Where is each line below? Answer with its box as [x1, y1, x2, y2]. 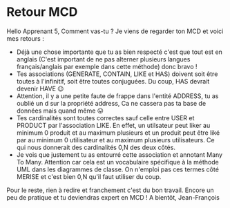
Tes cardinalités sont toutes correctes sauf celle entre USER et [16, 113, 195, 122]
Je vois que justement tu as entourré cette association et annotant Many [16, 150, 222, 159]
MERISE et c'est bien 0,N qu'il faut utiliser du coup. [16, 172, 162, 180]
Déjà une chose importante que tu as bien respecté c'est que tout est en [16, 48, 222, 56]
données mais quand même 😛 [16, 106, 104, 115]
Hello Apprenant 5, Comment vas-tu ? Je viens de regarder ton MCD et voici [6, 27, 224, 35]
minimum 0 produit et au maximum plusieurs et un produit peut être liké [16, 129, 220, 137]
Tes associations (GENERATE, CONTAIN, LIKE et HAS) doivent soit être [16, 70, 218, 78]
